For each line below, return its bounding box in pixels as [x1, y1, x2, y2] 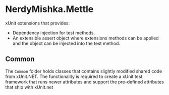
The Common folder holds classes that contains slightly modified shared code [5, 68, 162, 74]
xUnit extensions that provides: [5, 20, 70, 26]
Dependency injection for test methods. [12, 29, 95, 35]
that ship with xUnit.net [5, 84, 53, 90]
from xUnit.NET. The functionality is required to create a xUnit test [5, 73, 143, 79]
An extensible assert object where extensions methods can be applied [12, 35, 159, 41]
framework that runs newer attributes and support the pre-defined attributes [5, 78, 164, 84]
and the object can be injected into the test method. [12, 40, 120, 46]
